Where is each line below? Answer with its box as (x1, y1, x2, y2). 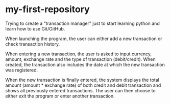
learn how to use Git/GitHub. (5, 25, 65, 31)
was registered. (5, 67, 38, 73)
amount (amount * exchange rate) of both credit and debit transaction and (5, 82, 161, 88)
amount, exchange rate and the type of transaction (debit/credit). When (5, 56, 156, 62)
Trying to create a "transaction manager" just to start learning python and (5, 20, 160, 26)
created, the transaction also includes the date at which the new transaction (5, 61, 165, 67)
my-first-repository (5, 4, 90, 15)
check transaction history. (5, 41, 60, 47)
